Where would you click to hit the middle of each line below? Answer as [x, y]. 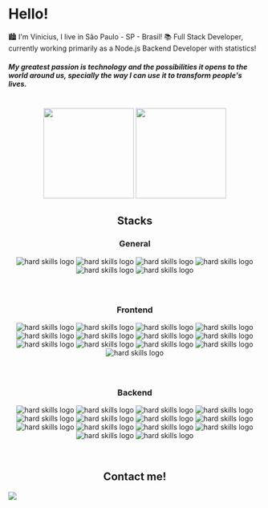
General [135, 244]
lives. [18, 83]
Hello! [28, 14]
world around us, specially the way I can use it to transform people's [125, 75]
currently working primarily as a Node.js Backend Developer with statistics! [132, 48]
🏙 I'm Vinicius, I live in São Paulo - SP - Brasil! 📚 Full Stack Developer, [126, 36]
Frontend [135, 310]
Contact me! [135, 477]
